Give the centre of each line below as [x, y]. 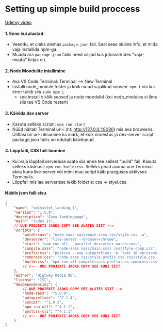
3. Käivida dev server [27, 113]
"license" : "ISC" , [32, 280]
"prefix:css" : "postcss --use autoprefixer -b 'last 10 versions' [91, 253]
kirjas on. [37, 60]
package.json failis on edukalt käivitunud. [53, 140]
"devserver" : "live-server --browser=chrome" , [70, 239]
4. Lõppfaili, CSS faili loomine [35, 151]
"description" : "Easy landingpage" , [51, 217]
